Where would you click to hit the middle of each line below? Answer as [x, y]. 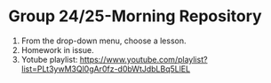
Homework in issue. [57, 49]
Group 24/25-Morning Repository [135, 16]
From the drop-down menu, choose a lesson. [104, 41]
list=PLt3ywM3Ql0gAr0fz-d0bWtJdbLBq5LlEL [106, 69]
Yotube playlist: [49, 59]
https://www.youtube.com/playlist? [143, 59]
